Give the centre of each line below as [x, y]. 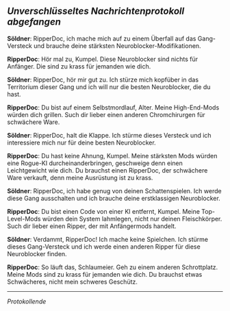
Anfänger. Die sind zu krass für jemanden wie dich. [79, 66]
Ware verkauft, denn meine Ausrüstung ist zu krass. [80, 177]
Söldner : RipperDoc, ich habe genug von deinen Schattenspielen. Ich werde [114, 190]
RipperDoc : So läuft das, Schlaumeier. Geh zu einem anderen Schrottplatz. [113, 267]
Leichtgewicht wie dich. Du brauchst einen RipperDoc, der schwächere [107, 170]
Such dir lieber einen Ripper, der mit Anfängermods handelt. [92, 226]
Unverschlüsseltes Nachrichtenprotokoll [96, 11]
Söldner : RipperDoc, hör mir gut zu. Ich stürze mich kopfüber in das [103, 79]
